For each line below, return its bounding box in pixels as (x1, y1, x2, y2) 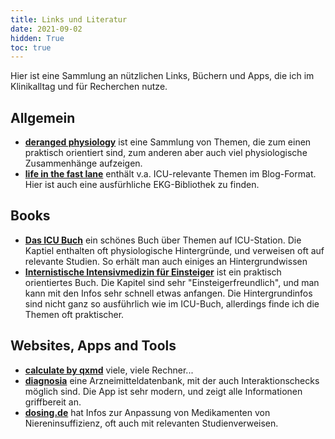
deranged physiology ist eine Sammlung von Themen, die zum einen (24, 136, 312, 148)
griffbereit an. (24, 396, 82, 408)
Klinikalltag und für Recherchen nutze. (10, 81, 168, 93)
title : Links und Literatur (10, 14, 128, 25)
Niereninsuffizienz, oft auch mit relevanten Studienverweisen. (24, 417, 279, 429)
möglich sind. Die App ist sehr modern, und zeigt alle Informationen (24, 385, 303, 397)
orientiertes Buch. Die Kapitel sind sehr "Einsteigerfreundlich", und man (24, 276, 320, 288)
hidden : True (10, 33, 65, 43)
